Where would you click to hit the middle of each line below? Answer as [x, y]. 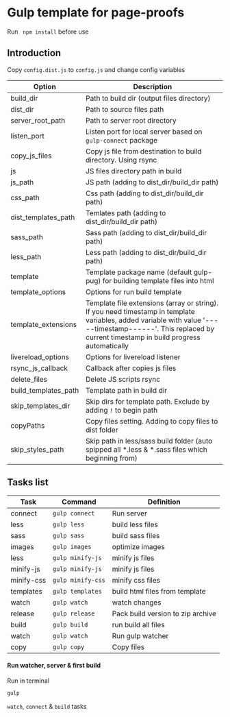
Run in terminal [28, 681]
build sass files [136, 535]
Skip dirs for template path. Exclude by [148, 401]
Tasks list [28, 482]
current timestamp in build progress [143, 337]
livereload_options [40, 356]
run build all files [139, 624]
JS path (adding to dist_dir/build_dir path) [152, 182]
